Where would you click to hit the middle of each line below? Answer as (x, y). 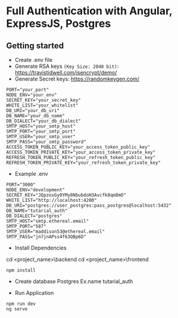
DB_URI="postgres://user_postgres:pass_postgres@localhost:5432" (89, 205)
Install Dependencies (40, 248)
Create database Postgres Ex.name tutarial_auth (74, 281)
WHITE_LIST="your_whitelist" (42, 105)
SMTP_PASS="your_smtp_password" (46, 142)
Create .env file (33, 60)
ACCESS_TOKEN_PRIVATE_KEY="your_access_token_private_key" (81, 152)
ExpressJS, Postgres (59, 24)
